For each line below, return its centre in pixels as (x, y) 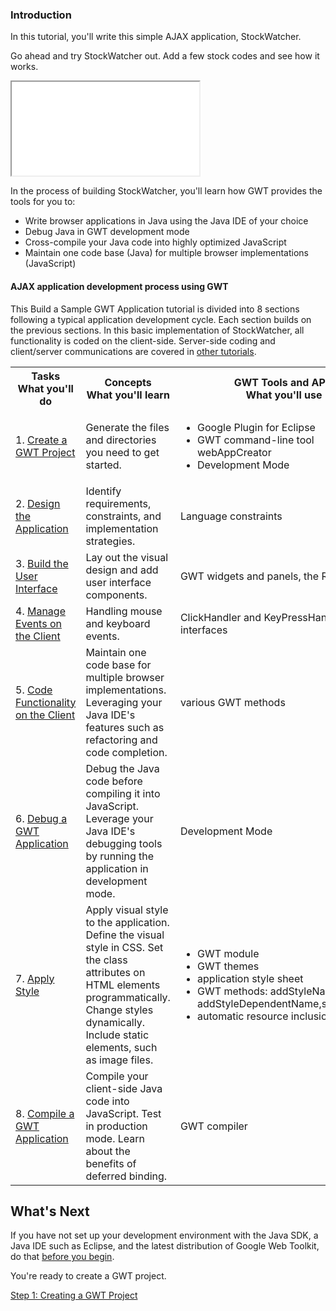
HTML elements (123, 985)
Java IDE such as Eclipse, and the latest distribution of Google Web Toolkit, (165, 1246)
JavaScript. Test (123, 1113)
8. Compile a (45, 1113)
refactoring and (121, 740)
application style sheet (250, 978)
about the (108, 1151)
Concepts (128, 382)
